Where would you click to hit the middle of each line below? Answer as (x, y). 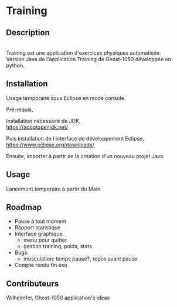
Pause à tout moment (40, 221)
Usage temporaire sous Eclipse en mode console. (66, 98)
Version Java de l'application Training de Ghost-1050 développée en (89, 59)
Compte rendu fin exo (41, 265)
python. (15, 65)
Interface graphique (38, 234)
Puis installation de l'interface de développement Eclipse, (75, 138)
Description (28, 33)
